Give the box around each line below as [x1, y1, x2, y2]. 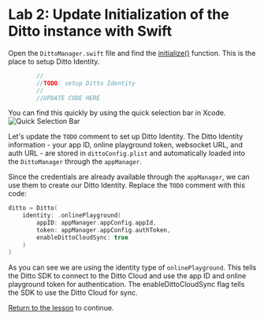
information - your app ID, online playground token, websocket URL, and [8, 140, 243, 150]
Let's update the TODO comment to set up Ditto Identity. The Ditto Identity [8, 132, 244, 141]
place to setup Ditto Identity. [8, 57, 100, 66]
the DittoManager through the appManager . [8, 157, 142, 166]
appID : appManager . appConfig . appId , [36, 219, 157, 227]
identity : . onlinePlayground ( [22, 211, 122, 220]
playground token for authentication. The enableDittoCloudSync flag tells [8, 279, 245, 288]
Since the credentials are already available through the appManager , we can [8, 172, 250, 182]
